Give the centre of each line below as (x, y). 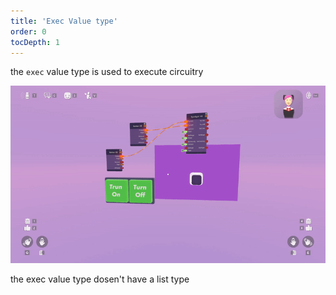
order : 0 (28, 31)
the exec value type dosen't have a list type (100, 279)
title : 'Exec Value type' (64, 21)
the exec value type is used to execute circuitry (107, 72)
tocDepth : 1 (35, 42)
